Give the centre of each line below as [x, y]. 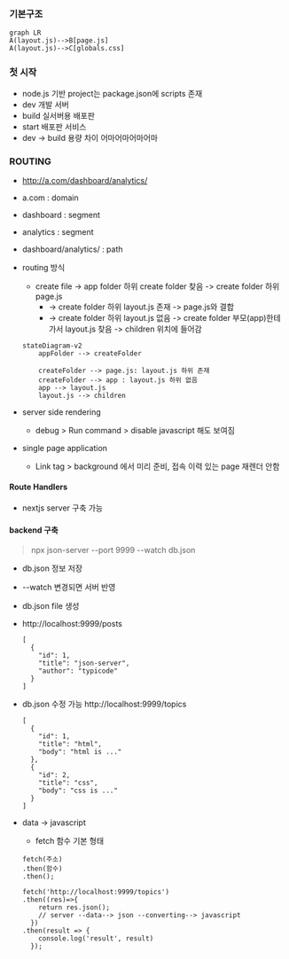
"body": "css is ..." [78, 791]
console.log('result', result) [96, 939]
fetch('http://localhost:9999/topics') [96, 893]
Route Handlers [39, 487]
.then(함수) [42, 869]
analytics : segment [58, 231]
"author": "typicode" [78, 671]
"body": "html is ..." [80, 752]
